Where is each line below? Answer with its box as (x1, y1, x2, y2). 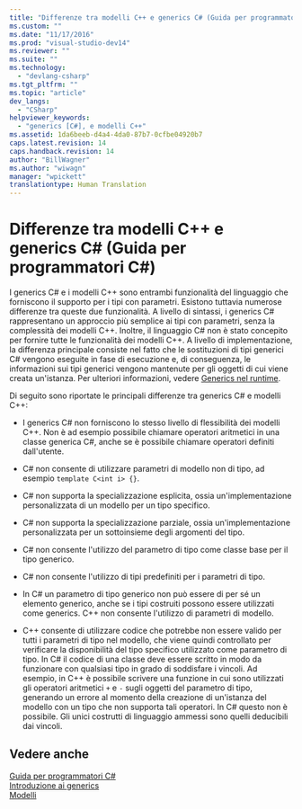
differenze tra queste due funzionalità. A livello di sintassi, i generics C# (9, 307, 275, 317)
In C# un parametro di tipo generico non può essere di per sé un (22, 589, 261, 600)
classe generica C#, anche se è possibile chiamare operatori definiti (22, 437, 275, 448)
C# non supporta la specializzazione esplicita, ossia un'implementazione (22, 491, 292, 502)
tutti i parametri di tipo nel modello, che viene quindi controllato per (22, 635, 271, 645)
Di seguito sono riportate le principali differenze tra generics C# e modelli (9, 390, 281, 401)
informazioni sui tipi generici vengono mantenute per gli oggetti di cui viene (9, 363, 289, 374)
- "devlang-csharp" (17, 72, 91, 81)
